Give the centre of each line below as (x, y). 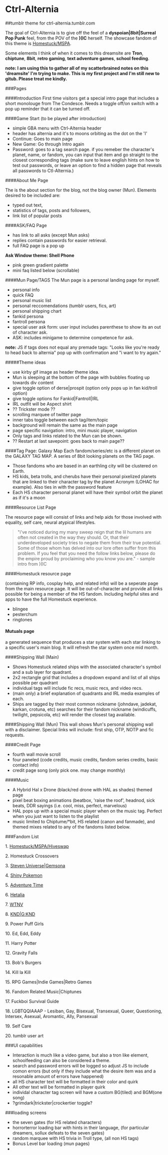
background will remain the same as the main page (65, 425)
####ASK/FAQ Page (26, 225)
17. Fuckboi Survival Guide (32, 1001)
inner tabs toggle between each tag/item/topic (60, 420)
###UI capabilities (24, 1045)
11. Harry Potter (21, 943)
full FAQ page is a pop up (38, 246)
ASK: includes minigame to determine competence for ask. (73, 337)
